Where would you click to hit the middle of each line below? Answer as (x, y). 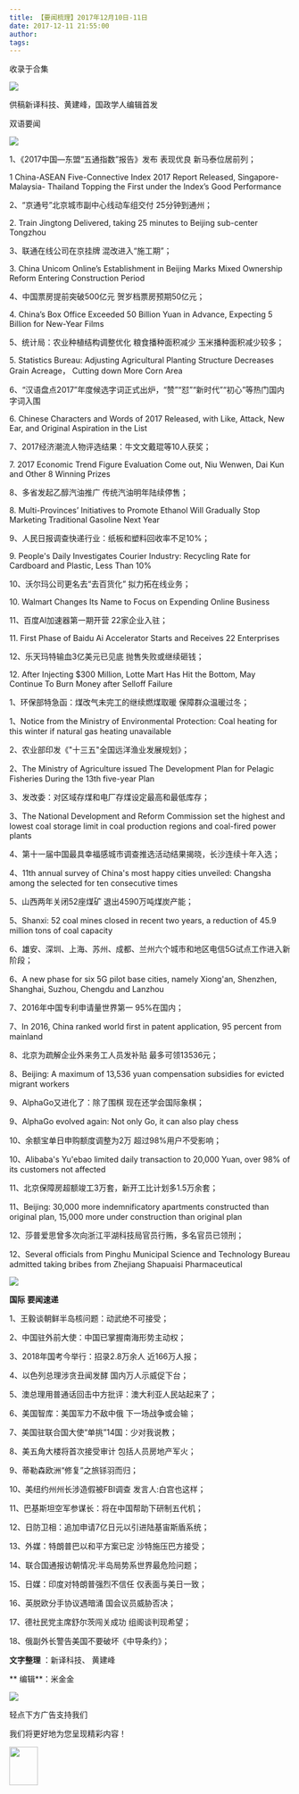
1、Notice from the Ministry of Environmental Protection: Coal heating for (144, 722)
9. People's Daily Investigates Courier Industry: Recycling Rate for (130, 556)
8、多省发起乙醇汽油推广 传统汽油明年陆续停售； (99, 493)
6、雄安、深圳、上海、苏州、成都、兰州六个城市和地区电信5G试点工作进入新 (150, 949)
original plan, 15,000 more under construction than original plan (126, 1217)
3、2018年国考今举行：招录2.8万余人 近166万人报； (104, 1356)
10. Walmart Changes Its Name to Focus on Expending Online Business (140, 602)
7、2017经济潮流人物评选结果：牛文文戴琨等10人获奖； (110, 446)
